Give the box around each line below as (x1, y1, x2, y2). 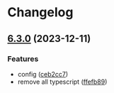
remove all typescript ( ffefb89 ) (17, 77, 108, 86)
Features (7, 54, 39, 64)
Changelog (7, 4, 74, 21)
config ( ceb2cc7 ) (17, 70, 69, 78)
